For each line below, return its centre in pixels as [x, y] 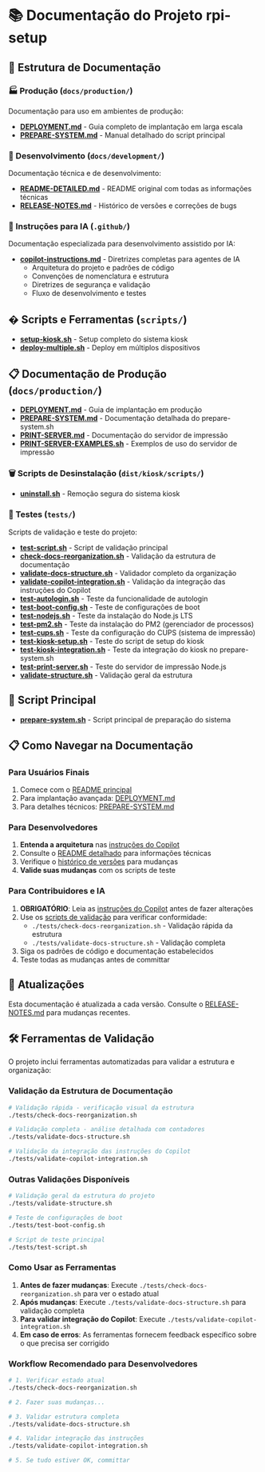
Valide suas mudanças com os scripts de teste [98, 870]
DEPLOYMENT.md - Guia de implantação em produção [111, 410]
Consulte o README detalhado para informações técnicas [115, 854]
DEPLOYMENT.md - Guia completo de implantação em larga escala [131, 126]
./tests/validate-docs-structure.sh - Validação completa [129, 942]
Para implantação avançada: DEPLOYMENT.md [97, 798]
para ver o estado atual [121, 1294]
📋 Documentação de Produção [88, 374]
